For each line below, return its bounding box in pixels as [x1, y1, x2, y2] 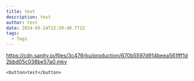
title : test [6, 8, 35, 15]
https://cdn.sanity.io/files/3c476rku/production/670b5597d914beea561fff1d [6, 52, 188, 59]
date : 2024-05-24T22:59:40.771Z [6, 25, 85, 31]
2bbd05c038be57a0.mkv [6, 58, 67, 65]
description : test [6, 14, 51, 20]
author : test [6, 19, 38, 25]
